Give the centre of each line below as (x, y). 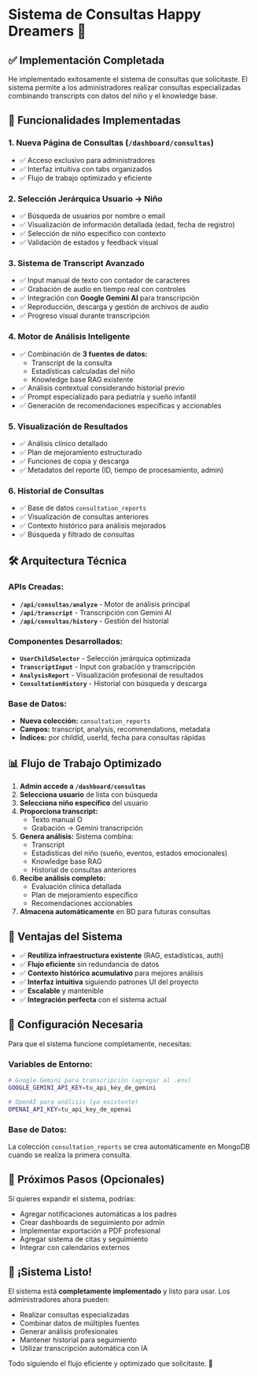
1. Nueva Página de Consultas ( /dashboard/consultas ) (111, 143)
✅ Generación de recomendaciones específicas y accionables (120, 405)
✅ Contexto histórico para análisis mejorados (93, 526)
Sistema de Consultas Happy (105, 15)
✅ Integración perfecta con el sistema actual (93, 1000)
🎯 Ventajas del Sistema (66, 937)
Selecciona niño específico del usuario (84, 803)
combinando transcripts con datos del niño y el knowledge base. (113, 96)
